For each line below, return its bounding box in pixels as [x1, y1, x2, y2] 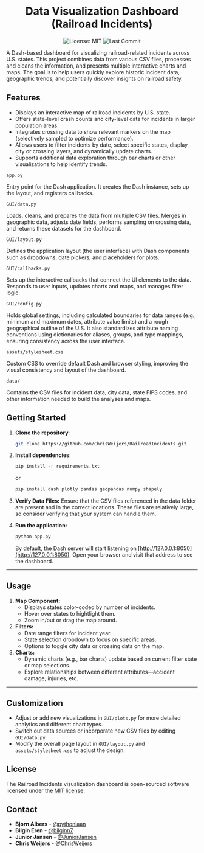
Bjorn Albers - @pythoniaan [15, 820, 86, 828]
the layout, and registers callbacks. [6, 189, 94, 197]
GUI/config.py [6, 301, 42, 307]
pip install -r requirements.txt [15, 464, 100, 470]
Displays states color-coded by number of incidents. [24, 604, 156, 611]
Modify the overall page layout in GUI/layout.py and [15, 740, 145, 747]
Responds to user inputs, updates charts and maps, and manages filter [6, 282, 183, 290]
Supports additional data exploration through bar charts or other [15, 154, 176, 161]
